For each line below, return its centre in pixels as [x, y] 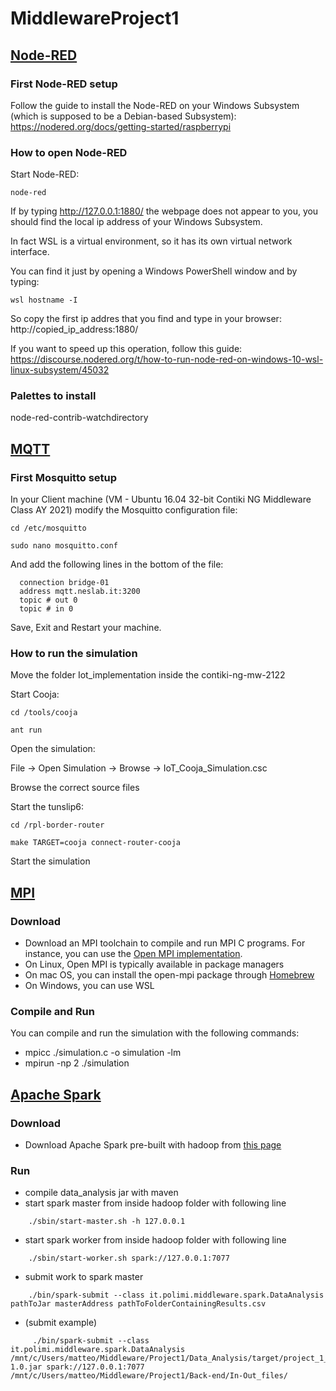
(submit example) [61, 1323]
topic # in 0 [46, 609]
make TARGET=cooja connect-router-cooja [96, 843]
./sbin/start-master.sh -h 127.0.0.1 [107, 1222]
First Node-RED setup [64, 84]
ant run [26, 730]
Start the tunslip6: [47, 807]
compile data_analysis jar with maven [101, 1193]
